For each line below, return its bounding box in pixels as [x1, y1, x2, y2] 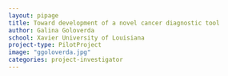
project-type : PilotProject [8, 41, 102, 49]
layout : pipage [8, 11, 59, 20]
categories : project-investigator [8, 56, 124, 64]
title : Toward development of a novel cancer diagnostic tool [8, 19, 220, 27]
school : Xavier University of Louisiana [8, 33, 146, 42]
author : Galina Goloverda [8, 26, 94, 34]
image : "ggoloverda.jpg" [8, 48, 91, 56]
